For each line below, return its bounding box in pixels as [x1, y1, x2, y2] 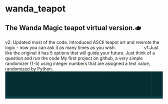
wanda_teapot [5, 3, 66, 14]
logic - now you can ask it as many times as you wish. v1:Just [5, 44, 159, 50]
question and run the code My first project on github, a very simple [5, 55, 143, 61]
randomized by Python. [5, 66, 53, 71]
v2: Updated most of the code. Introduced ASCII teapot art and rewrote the [5, 39, 159, 45]
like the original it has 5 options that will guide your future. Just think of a [5, 50, 155, 55]
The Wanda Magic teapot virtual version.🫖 [5, 23, 141, 32]
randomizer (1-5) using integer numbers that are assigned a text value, [5, 60, 150, 66]
